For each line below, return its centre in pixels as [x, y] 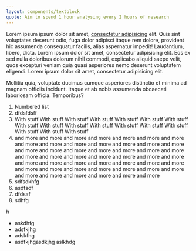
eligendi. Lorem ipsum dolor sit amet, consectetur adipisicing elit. [85, 71]
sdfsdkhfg [27, 181]
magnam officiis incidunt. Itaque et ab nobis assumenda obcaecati [86, 89]
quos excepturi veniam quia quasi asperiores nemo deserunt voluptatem [93, 65]
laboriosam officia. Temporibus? [45, 95]
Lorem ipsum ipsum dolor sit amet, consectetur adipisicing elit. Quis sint [93, 34]
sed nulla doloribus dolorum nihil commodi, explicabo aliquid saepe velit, [94, 59]
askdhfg [24, 223]
